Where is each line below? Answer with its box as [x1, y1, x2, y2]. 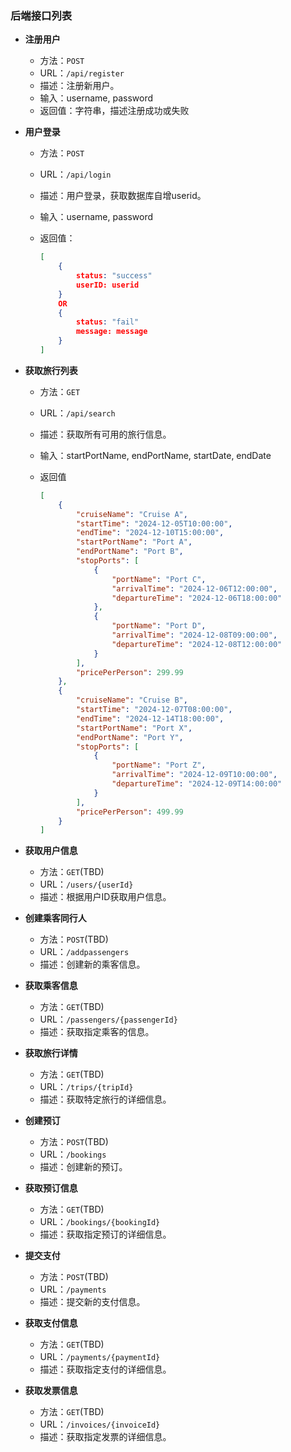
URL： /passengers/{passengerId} [39, 1013, 178, 1026]
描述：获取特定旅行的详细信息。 [39, 1093, 172, 1106]
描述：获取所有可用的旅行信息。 [39, 428, 172, 440]
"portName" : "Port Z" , [111, 760, 207, 771]
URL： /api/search [39, 407, 116, 419]
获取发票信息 [24, 1385, 78, 1397]
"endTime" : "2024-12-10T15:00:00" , [75, 528, 225, 538]
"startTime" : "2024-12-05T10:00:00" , [75, 518, 233, 529]
